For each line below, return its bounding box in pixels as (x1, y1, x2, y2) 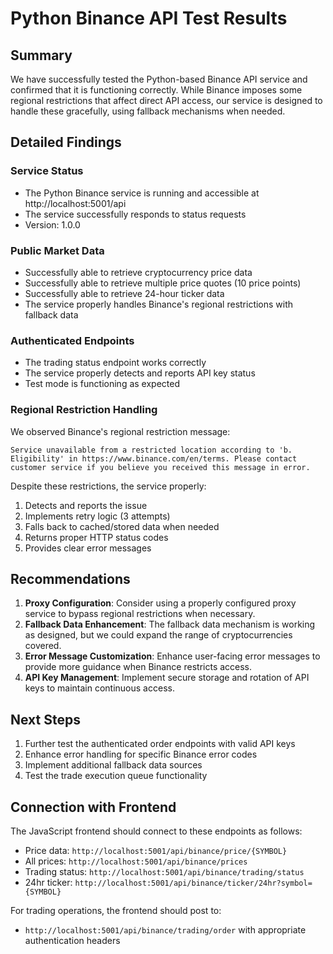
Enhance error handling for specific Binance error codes (24, 748, 258, 761)
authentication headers (24, 935, 121, 947)
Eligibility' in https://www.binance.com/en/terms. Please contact (10, 453, 298, 464)
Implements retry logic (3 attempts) (24, 510, 171, 522)
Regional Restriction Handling (10, 403, 158, 417)
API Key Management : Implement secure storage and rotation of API (24, 672, 310, 684)
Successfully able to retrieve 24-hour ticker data (24, 287, 225, 299)
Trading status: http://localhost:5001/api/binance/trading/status (24, 866, 305, 878)
